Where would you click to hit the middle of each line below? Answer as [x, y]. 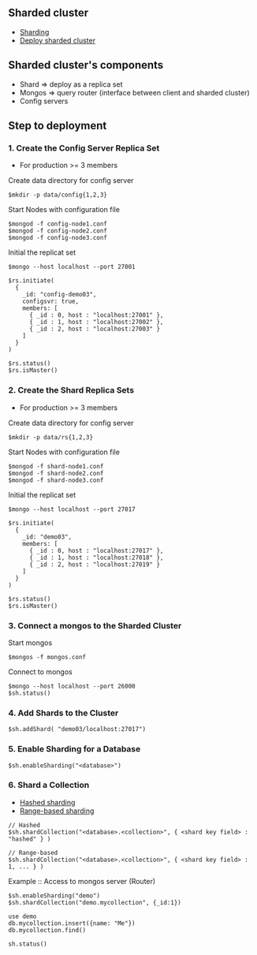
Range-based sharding [57, 811]
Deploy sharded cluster [58, 40]
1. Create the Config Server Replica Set [84, 147]
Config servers [44, 101]
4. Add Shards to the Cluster [63, 713]
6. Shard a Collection [49, 785]
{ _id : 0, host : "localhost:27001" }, [96, 315]
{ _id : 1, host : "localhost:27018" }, [96, 558]
